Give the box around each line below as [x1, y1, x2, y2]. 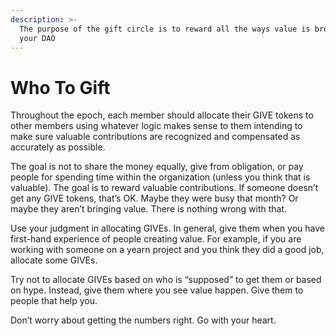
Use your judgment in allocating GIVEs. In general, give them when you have [10, 222, 326, 235]
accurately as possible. [10, 141, 106, 153]
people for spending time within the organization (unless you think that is [10, 171, 311, 183]
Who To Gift [10, 76, 111, 99]
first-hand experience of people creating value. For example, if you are [10, 233, 302, 245]
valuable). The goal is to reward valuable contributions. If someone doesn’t [10, 182, 319, 194]
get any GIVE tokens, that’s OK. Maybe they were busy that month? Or [10, 192, 299, 205]
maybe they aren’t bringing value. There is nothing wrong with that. [10, 203, 288, 215]
